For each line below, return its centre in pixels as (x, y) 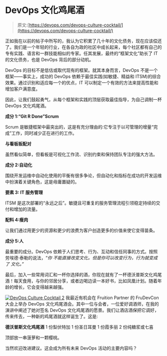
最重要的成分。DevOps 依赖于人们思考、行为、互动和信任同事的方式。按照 (82, 251)
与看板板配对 (18, 144)
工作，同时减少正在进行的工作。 (44, 133)
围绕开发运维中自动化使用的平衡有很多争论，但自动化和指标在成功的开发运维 (83, 176)
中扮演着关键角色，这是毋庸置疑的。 (42, 181)
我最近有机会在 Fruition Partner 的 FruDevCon (112, 298)
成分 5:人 (14, 241)
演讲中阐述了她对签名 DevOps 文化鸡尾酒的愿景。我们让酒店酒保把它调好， (82, 310)
